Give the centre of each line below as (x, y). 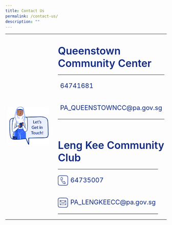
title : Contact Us (25, 11)
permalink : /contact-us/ (32, 16)
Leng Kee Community (111, 145)
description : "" (23, 21)
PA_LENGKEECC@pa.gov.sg (113, 202)
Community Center (105, 63)
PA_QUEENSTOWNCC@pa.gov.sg (111, 108)
